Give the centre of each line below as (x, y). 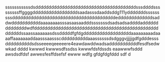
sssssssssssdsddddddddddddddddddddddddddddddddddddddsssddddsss (83, 7)
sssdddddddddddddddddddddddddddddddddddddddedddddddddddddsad (82, 17)
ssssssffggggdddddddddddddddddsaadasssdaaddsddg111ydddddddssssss (82, 12)
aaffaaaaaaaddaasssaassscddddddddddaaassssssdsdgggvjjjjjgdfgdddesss (82, 38)
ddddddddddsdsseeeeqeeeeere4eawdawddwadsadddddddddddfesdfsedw (82, 44)
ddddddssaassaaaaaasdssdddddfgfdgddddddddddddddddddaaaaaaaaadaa (83, 33)
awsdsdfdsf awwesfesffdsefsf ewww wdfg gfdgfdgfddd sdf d (68, 54)
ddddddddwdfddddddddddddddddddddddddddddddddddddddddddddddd (82, 28)
